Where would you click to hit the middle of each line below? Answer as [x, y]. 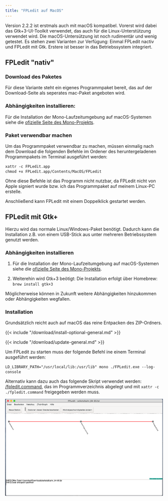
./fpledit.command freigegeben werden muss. [52, 392]
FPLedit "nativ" [30, 63]
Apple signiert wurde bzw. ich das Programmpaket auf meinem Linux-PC [80, 186]
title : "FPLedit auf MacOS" [34, 11]
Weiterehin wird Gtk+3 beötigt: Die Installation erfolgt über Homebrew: [85, 279]
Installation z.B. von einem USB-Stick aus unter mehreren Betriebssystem [81, 234]
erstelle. [13, 191]
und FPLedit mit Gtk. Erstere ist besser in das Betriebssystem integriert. [79, 47]
